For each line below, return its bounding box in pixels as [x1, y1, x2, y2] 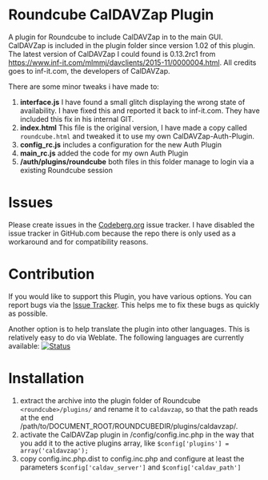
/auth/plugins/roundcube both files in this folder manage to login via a [19, 156, 254, 166]
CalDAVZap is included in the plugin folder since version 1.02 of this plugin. [8, 40, 256, 50]
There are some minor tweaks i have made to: [8, 82, 160, 91]
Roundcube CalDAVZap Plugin [8, 6, 214, 24]
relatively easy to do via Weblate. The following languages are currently [8, 333, 244, 342]
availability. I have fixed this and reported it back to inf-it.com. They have [19, 106, 260, 115]
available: [8, 341, 40, 350]
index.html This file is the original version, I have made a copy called [19, 123, 248, 132]
